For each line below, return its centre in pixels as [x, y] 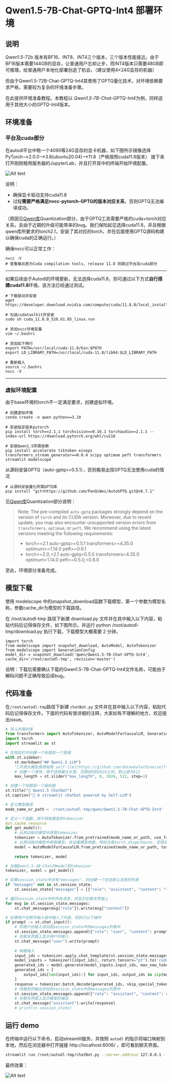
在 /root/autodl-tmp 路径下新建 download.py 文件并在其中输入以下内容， [82, 619]
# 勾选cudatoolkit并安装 [30, 315]
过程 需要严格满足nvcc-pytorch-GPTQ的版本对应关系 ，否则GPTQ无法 [86, 201]
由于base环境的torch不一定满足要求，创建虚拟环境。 [61, 402]
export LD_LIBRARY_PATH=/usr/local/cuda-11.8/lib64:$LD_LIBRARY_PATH [81, 352]
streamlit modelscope [28, 459]
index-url [16, 436]
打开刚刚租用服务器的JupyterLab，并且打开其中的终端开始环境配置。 [78, 163]
